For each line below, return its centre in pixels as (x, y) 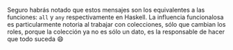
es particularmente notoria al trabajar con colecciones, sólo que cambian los (116, 24)
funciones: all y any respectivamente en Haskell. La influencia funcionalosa (115, 17)
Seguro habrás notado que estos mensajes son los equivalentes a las (106, 10)
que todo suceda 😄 (35, 39)
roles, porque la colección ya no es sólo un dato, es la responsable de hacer (116, 32)
